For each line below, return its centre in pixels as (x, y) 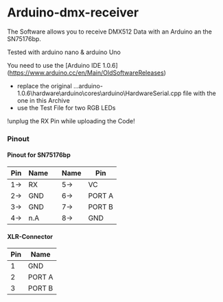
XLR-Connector (30, 236)
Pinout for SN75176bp (39, 155)
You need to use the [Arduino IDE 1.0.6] (62, 65)
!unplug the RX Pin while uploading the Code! (71, 121)
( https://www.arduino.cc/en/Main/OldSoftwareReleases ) (87, 73)
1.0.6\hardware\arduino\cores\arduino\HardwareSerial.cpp (99, 93)
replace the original (44, 86)
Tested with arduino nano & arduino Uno (64, 52)
